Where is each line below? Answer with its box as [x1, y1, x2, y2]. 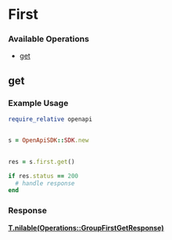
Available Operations [8, 34, 90, 45]
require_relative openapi [8, 115, 92, 123]
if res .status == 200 [8, 172, 79, 180]
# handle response [15, 179, 76, 187]
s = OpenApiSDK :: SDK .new [8, 136, 89, 144]
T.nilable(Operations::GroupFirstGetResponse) [8, 223, 164, 232]
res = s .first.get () [8, 158, 76, 165]
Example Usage [8, 97, 69, 108]
